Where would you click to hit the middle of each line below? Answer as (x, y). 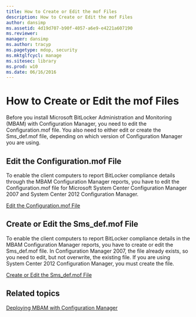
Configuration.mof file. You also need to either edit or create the (84, 130)
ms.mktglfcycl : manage (34, 55)
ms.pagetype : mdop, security (42, 50)
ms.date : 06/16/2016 (31, 72)
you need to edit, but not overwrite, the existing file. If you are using (88, 257)
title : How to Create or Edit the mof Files (62, 12)
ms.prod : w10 (22, 66)
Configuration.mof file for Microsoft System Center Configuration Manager (97, 188)
